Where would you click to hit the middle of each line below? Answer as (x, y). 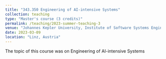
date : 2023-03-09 (23, 32)
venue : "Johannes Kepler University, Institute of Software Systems (77, 28)
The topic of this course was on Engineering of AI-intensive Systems (75, 51)
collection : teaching (27, 14)
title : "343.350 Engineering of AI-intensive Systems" (63, 10)
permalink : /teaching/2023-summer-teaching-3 (53, 23)
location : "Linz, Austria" (33, 37)
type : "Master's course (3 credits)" (44, 19)
